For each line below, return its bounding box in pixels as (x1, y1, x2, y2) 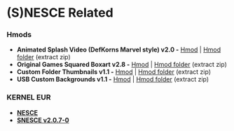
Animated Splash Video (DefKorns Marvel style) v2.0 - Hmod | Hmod (16, 45, 221, 54)
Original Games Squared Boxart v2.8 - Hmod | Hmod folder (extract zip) (16, 61, 227, 69)
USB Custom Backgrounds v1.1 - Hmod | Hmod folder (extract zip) (16, 75, 209, 84)
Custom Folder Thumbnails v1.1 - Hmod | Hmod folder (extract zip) (16, 68, 212, 76)
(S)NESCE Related (6, 5, 113, 21)
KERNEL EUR (6, 93, 51, 102)
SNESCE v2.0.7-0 (16, 116, 69, 124)
